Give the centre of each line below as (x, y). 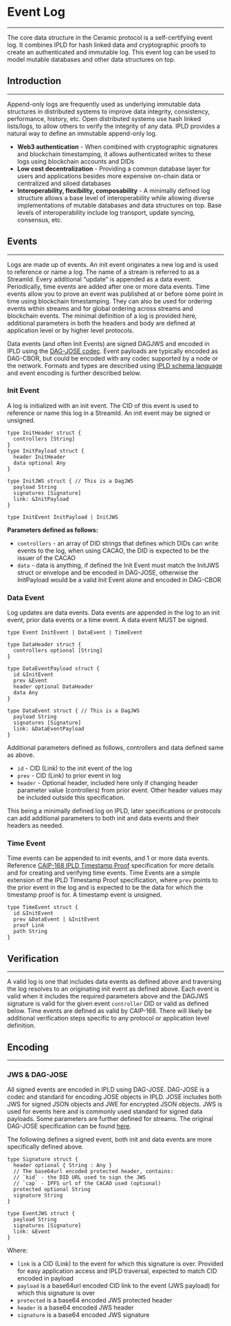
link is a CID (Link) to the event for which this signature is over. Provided (120, 1264)
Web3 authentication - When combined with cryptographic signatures (118, 147)
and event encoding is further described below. (74, 373)
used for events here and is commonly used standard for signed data (105, 1111)
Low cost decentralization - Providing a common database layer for (114, 169)
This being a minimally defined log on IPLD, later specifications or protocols (114, 811)
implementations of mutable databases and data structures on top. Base (119, 205)
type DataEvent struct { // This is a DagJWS (73, 711)
